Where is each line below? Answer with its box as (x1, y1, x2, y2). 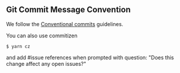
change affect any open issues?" (6, 60, 86, 67)
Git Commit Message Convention (6, 5, 131, 15)
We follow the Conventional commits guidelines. (6, 20, 123, 27)
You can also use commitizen (6, 32, 78, 39)
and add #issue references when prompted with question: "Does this (6, 53, 174, 61)
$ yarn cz (6, 43, 31, 49)
